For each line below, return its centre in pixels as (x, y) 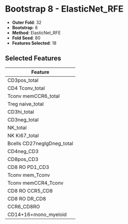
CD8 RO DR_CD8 (27, 199)
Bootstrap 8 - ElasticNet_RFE (64, 9)
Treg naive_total (26, 104)
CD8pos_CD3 (23, 159)
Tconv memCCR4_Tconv (36, 183)
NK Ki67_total (23, 136)
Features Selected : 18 (34, 43)
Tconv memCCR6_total (33, 96)
